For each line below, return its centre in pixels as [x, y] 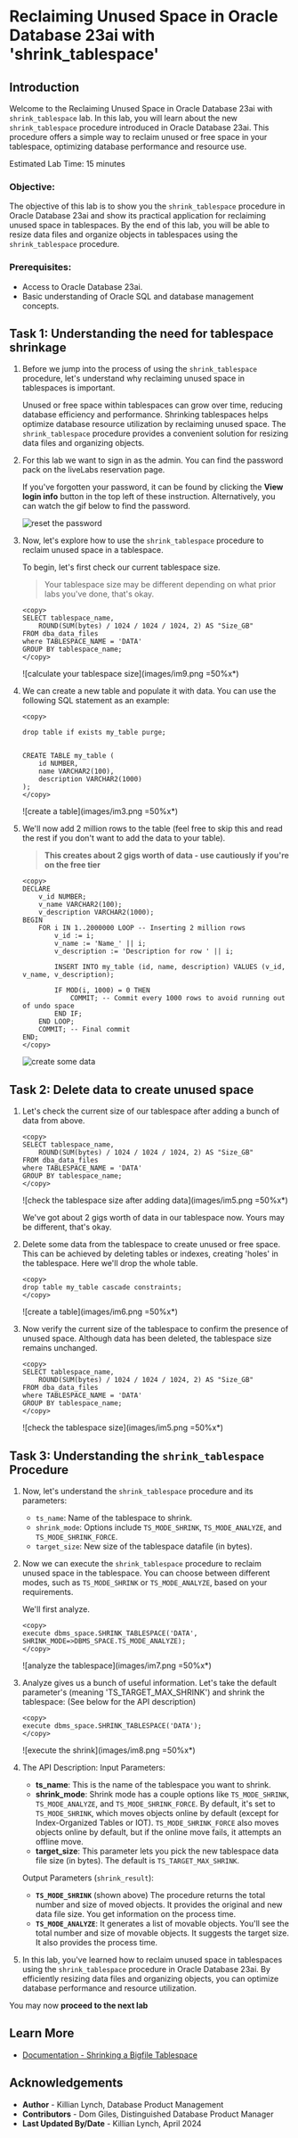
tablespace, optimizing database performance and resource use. [128, 146]
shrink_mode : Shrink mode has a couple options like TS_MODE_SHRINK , [162, 1795]
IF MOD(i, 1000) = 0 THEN [102, 991]
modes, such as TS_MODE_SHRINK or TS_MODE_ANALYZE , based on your [145, 1583]
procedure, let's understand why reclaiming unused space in [133, 378]
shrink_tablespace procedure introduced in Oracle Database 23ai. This [139, 127]
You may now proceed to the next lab [79, 2006]
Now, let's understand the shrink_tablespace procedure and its [137, 1492]
